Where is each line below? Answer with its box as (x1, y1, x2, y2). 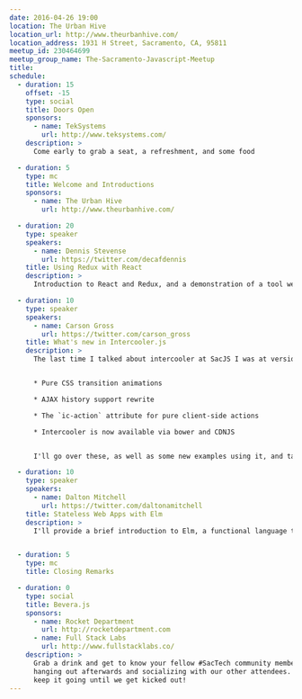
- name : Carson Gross (32, 321, 115, 330)
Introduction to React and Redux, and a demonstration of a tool (32, 280, 283, 289)
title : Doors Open (25, 105, 94, 114)
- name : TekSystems (32, 122, 106, 131)
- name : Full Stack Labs (32, 633, 127, 643)
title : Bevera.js (25, 600, 91, 609)
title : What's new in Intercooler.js (25, 338, 167, 347)
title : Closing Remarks (25, 568, 115, 577)
